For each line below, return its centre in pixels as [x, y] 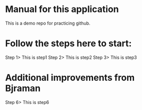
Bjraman [23, 88]
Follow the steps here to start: [68, 43]
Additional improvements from [70, 78]
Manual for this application [62, 9]
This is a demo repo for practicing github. [48, 23]
